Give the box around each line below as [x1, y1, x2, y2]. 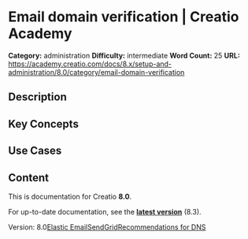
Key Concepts [8, 117, 79, 130]
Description [8, 91, 67, 104]
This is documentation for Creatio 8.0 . [8, 192, 132, 201]
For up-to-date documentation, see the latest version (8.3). [8, 207, 202, 216]
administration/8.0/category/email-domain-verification [8, 67, 185, 77]
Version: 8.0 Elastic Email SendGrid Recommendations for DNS [8, 222, 206, 232]
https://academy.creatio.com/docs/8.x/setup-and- [8, 59, 172, 69]
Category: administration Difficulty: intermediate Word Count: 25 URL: [8, 50, 240, 60]
